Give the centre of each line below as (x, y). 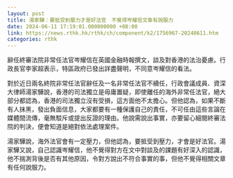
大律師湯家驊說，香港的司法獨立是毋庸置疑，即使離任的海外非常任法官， (110, 92)
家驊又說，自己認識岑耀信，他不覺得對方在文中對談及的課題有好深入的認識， (116, 150)
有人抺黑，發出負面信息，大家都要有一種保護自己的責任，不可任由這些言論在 (116, 109)
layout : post (26, 14)
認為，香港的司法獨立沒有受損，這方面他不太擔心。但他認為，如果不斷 (126, 100)
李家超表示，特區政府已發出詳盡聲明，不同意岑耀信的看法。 (110, 69)
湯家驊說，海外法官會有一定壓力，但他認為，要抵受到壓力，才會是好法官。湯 (116, 141)
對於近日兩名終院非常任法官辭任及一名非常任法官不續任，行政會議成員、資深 (116, 83)
